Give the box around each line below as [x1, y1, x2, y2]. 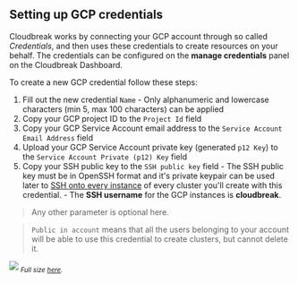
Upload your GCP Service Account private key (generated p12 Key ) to [21, 141, 279, 152]
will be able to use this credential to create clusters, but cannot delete [30, 233, 288, 244]
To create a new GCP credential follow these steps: [9, 76, 199, 88]
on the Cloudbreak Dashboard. [9, 59, 123, 70]
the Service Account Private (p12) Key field [21, 151, 188, 162]
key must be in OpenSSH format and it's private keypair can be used [21, 170, 276, 181]
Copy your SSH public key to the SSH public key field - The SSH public [21, 160, 285, 171]
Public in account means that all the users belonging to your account [30, 224, 289, 235]
